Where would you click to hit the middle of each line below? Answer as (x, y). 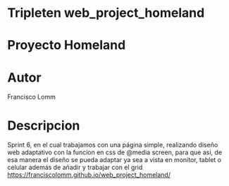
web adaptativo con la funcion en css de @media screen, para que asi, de (115, 152)
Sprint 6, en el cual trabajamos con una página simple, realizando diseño (113, 145)
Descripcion (44, 125)
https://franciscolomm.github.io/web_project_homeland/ (89, 175)
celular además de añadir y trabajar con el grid (75, 168)
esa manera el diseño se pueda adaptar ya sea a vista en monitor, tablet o (114, 160)
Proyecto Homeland (67, 45)
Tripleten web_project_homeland (106, 13)
